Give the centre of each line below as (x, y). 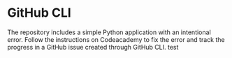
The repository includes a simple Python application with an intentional (109, 32)
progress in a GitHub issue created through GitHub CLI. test (93, 47)
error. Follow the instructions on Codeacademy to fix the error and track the (116, 39)
